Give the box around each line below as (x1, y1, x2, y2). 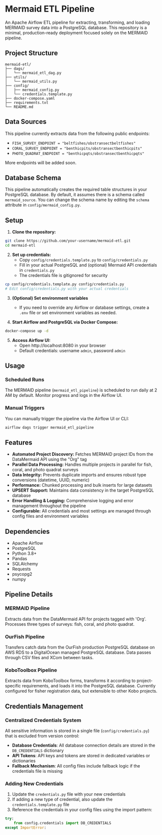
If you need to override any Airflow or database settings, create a (19, 305, 149, 310)
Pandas (12, 556, 28, 562)
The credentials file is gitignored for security (19, 272, 108, 278)
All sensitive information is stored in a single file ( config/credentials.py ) (5, 728, 150, 734)
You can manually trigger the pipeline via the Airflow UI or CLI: (5, 415, 129, 421)
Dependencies (5, 527, 50, 535)
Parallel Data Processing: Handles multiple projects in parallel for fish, (12, 461, 153, 467)
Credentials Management (5, 702, 84, 710)
